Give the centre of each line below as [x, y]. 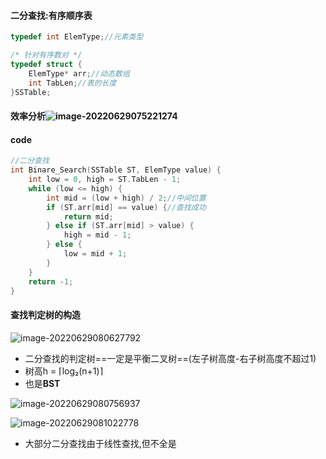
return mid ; [88, 216]
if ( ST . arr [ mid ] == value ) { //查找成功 [126, 207]
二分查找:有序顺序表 [51, 15]
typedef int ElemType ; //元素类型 [77, 37]
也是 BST [42, 383]
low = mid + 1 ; [95, 254]
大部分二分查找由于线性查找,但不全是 [100, 443]
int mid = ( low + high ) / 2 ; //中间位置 [126, 198]
